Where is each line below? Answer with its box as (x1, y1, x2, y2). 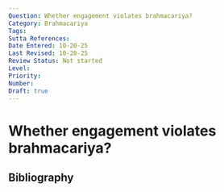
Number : (8, 79, 35, 87)
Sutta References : (8, 34, 70, 43)
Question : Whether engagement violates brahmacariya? (8, 11, 193, 20)
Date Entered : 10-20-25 (8, 42, 89, 50)
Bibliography (8, 170, 74, 184)
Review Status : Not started (8, 57, 103, 65)
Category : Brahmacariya (8, 19, 89, 27)
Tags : (8, 27, 27, 35)
